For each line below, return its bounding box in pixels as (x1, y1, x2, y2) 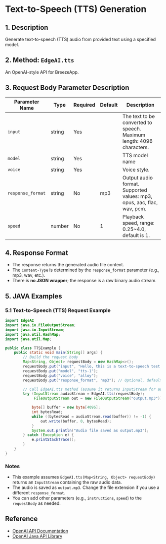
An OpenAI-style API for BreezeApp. (5, 69, 79, 75)
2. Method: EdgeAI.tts (5, 56, 74, 64)
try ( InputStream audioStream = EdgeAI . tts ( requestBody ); (23, 391, 145, 396)
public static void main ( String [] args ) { (14, 350, 103, 355)
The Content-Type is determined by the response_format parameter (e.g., (12, 267, 160, 273)
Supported (123, 186, 147, 193)
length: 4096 (123, 137, 153, 144)
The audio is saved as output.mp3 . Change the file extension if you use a (12, 484, 160, 490)
